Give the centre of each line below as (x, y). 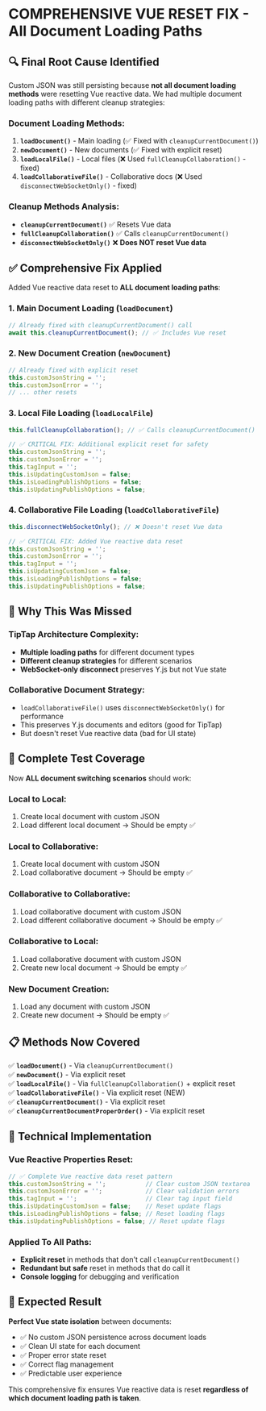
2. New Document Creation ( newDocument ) (90, 353)
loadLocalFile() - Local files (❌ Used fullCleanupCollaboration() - (133, 159)
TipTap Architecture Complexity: (74, 635)
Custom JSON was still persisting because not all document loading (122, 85)
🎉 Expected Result (55, 1302)
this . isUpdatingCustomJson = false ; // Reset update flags (115, 1206)
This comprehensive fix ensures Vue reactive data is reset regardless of (129, 1389)
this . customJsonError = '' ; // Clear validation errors (124, 1191)
